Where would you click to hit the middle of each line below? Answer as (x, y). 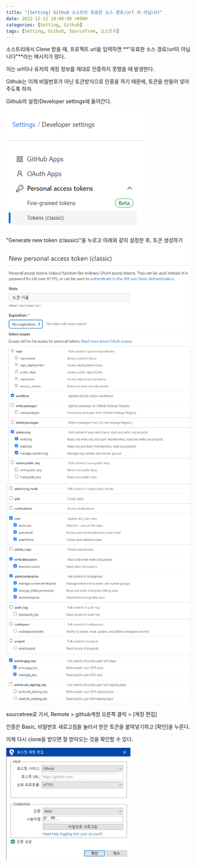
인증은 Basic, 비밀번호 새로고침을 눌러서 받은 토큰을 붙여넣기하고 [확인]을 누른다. (98, 727)
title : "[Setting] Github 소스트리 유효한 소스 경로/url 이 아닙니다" (84, 12)
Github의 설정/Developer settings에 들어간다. (59, 101)
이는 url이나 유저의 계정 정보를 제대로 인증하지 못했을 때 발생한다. (80, 69)
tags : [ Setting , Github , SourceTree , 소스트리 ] (63, 31)
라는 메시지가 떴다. (44, 56)
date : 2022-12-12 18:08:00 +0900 (47, 19)
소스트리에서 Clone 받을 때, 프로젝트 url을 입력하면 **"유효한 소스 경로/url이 (93, 49)
